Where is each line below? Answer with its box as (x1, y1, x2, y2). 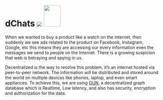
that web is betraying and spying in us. (5, 55, 83, 60)
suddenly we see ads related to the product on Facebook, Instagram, (5, 39, 144, 45)
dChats (5, 18, 35, 29)
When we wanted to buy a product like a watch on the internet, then (5, 34, 142, 40)
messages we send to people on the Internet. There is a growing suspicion (5, 49, 155, 56)
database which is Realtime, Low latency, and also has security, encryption (5, 85, 156, 91)
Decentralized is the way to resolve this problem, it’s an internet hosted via (5, 64, 155, 70)
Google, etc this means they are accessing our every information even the (5, 44, 154, 50)
